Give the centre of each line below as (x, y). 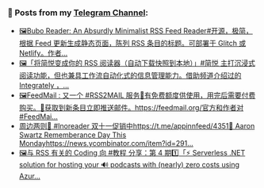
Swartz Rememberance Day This (73, 135)
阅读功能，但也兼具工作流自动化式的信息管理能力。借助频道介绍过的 (130, 75)
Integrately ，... (44, 86)
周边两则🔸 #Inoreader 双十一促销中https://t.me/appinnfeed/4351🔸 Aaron (137, 126)
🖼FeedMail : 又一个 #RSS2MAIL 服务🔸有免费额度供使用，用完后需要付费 (137, 95)
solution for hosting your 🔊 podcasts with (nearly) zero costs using (129, 165)
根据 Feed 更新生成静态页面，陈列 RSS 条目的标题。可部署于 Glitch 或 (132, 44)
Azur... (29, 176)
